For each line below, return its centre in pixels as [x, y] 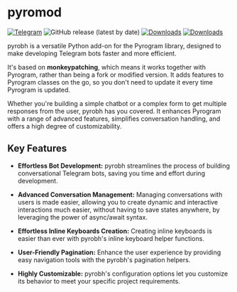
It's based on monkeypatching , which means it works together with [106, 67]
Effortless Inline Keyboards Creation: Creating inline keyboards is [115, 231]
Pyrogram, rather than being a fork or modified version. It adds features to [116, 75]
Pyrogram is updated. [39, 90]
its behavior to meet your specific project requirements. [99, 281]
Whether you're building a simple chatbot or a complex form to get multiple [117, 103]
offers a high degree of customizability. [65, 126]
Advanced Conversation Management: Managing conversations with [120, 194]
